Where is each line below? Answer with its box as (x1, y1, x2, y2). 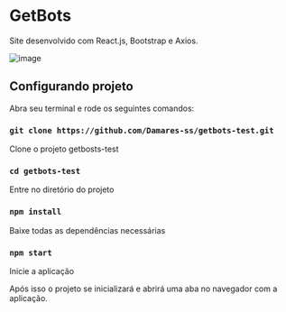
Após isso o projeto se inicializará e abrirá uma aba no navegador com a (9, 283, 278, 294)
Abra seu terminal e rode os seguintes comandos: (9, 103, 195, 114)
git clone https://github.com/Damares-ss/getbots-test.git (9, 125, 274, 135)
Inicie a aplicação (9, 265, 75, 276)
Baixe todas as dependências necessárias (9, 225, 166, 235)
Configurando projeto (9, 78, 134, 95)
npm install (9, 206, 62, 217)
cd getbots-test (9, 166, 81, 176)
